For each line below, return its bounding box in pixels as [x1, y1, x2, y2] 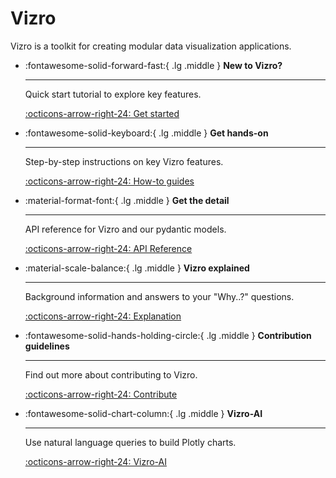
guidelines [24, 340, 70, 352]
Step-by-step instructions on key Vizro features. [24, 155, 224, 167]
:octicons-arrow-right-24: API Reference [24, 242, 193, 254]
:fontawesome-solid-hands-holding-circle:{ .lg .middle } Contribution [24, 329, 312, 341]
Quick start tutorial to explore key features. [24, 88, 202, 100]
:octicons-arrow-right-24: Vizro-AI [24, 455, 167, 467]
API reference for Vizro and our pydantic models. [24, 223, 227, 235]
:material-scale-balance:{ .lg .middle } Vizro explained [24, 262, 250, 274]
